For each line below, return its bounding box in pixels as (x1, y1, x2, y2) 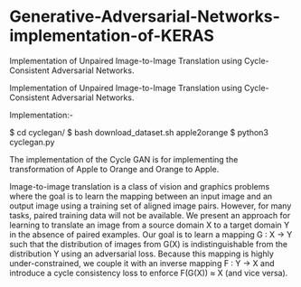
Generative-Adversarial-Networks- (9, 6, 280, 27)
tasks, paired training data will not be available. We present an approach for (9, 209, 291, 220)
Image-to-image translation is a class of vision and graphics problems (9, 181, 270, 191)
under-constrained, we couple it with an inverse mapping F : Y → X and (9, 257, 275, 268)
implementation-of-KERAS (9, 25, 215, 46)
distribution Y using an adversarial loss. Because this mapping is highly (9, 248, 274, 259)
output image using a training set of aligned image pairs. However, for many (9, 200, 292, 211)
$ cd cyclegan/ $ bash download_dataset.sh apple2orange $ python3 (9, 126, 269, 137)
